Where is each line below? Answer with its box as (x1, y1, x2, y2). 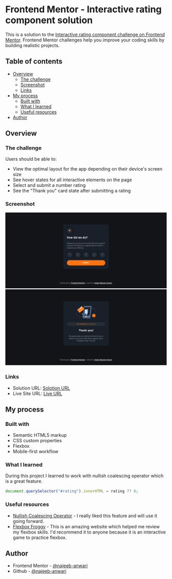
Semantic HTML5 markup (12, 432, 67, 438)
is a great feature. (5, 478, 42, 484)
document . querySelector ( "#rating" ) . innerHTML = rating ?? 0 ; (5, 489, 139, 494)
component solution (5, 14, 93, 26)
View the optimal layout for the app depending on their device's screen (12, 166, 163, 172)
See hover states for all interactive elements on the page (12, 177, 132, 183)
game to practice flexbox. (12, 534, 67, 541)
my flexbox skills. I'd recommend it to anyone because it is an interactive (12, 529, 166, 535)
